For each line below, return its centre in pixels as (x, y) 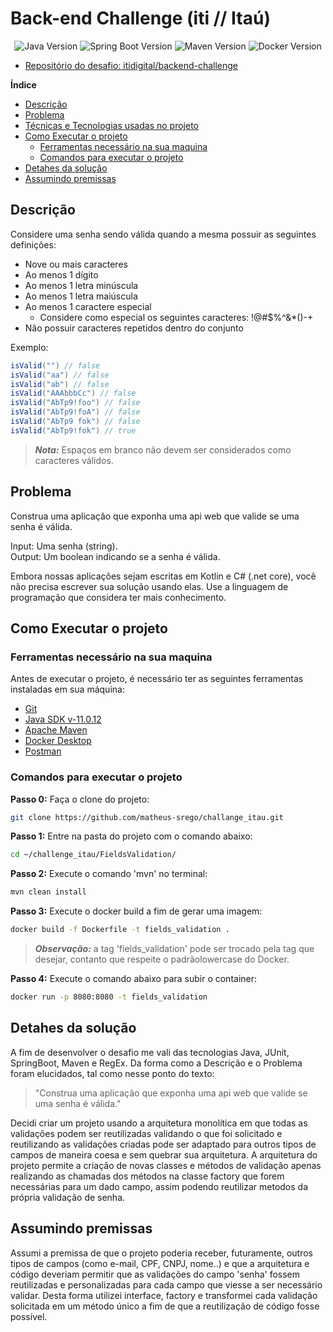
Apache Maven (56, 730)
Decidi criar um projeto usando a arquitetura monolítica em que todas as (159, 1123)
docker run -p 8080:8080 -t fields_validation (109, 997)
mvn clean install (48, 892)
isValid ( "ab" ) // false (60, 384)
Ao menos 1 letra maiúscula (81, 296)
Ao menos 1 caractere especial (88, 306)
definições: (33, 244)
